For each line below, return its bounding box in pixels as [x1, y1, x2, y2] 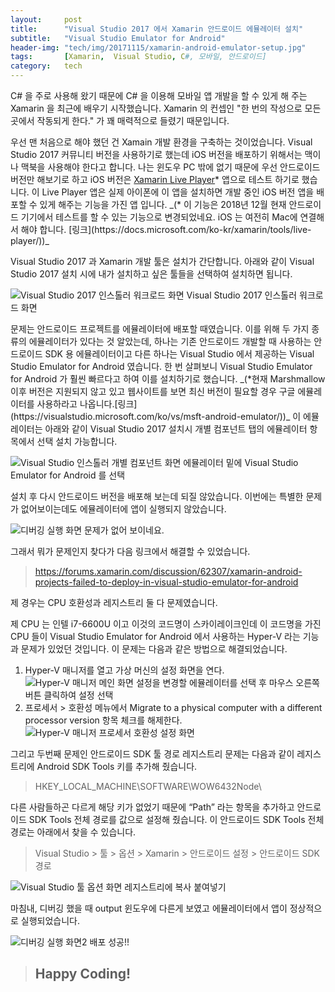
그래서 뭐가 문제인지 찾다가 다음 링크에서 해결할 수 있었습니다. [10, 546, 251, 557]
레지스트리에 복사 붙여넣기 [124, 881, 227, 893]
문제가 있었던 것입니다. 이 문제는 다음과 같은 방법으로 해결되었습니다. [20, 643, 288, 655]
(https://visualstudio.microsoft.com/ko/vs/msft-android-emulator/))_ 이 [10, 411, 302, 422]
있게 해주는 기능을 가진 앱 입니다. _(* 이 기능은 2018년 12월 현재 [39, 199, 287, 210]
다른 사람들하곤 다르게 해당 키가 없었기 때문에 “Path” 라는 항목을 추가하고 [10, 801, 295, 813]
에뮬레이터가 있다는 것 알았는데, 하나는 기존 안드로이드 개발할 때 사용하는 [28, 336, 312, 347]
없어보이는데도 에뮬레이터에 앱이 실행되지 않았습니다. [20, 503, 227, 515]
